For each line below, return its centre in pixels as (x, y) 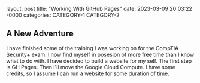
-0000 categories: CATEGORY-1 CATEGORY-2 (63, 15)
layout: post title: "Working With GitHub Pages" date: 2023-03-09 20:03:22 (99, 9)
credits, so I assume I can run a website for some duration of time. (88, 73)
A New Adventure (40, 34)
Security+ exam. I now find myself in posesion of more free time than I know (100, 54)
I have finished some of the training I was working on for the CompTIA (93, 48)
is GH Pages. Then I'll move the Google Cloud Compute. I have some (91, 67)
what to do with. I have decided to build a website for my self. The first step (99, 61)
